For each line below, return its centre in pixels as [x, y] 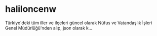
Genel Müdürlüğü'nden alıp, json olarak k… [49, 28]
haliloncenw [31, 9]
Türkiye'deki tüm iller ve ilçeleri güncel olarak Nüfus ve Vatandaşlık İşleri [78, 23]
